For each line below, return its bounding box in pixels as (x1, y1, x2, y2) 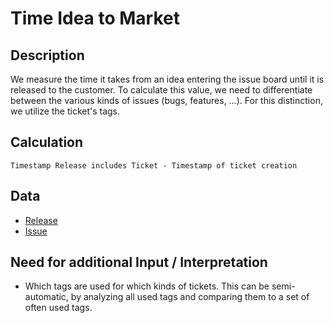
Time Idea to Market (10, 7, 181, 30)
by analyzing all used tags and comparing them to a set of (70, 291, 310, 303)
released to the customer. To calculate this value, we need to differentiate (10, 84, 313, 96)
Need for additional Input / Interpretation (10, 254, 268, 271)
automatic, (24, 291, 69, 303)
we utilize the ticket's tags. (10, 105, 121, 117)
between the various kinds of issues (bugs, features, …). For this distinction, (10, 95, 323, 106)
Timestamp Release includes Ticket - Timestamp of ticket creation (10, 160, 298, 171)
